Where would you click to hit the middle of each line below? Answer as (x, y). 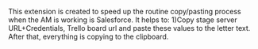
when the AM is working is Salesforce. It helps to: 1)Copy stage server (123, 20)
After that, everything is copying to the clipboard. (89, 36)
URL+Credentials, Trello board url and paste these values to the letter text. (129, 28)
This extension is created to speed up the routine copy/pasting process (125, 11)
